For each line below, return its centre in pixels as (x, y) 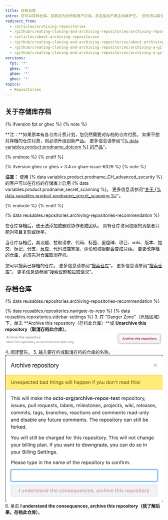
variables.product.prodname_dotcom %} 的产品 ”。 (57, 147)
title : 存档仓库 (20, 10)
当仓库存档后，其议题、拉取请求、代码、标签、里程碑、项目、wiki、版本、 (81, 242)
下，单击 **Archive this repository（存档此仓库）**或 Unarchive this (76, 323)
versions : (15, 58)
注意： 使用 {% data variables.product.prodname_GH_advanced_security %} (84, 177)
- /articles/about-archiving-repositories (54, 37)
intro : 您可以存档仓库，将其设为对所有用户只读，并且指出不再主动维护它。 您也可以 (81, 16)
